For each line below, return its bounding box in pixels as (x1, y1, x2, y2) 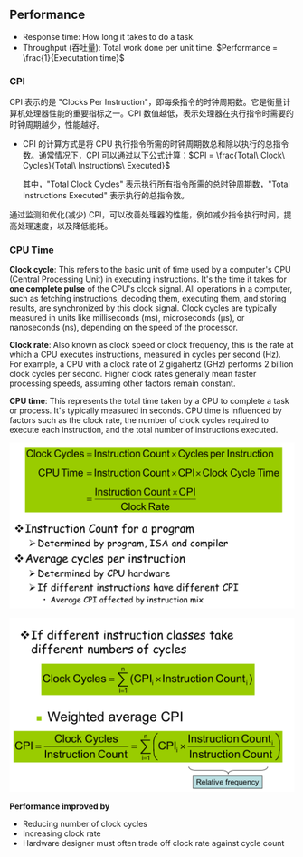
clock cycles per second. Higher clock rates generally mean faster (9, 369, 257, 380)
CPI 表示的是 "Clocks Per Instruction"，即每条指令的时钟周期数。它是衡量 (9, 97, 283, 108)
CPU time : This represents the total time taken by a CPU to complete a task (9, 396, 289, 407)
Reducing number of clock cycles (22, 819, 147, 830)
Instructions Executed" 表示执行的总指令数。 (22, 190, 190, 201)
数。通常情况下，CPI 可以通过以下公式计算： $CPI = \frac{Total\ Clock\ (22, 149, 286, 161)
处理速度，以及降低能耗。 (16, 221, 113, 232)
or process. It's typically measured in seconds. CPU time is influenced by (9, 405, 282, 416)
